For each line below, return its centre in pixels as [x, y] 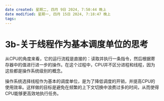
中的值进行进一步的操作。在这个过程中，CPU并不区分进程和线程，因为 [84, 65]
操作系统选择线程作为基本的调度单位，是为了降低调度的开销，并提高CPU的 [80, 81]
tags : [10, 19]
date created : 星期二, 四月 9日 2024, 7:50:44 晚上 [56, 10]
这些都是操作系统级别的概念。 [35, 71]
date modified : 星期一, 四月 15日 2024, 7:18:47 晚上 [58, 14]
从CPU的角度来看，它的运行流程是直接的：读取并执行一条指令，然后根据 [78, 59]
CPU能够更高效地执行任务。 [33, 94]
